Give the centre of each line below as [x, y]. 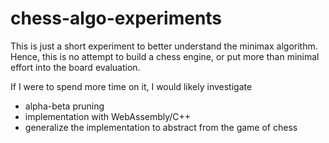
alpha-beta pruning [64, 106]
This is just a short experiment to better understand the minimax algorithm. [164, 46]
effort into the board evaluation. [75, 67]
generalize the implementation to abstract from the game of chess [161, 127]
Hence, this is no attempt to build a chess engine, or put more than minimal [165, 56]
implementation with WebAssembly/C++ [108, 116]
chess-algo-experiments [116, 18]
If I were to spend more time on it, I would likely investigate [131, 86]
